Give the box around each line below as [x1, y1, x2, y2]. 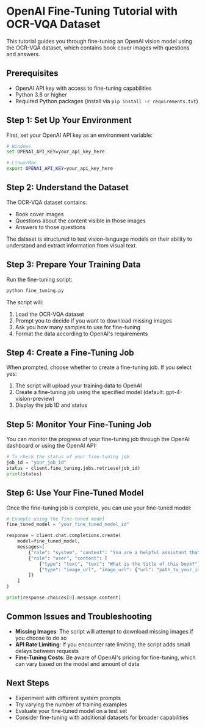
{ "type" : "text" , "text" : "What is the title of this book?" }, [38, 561, 203, 567]
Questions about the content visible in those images [15, 217, 146, 224]
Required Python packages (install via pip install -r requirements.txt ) [15, 97, 198, 104]
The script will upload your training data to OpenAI [15, 382, 142, 389]
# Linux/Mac [6, 160, 37, 166]
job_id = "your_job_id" [6, 459, 67, 466]
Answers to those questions [15, 223, 86, 230]
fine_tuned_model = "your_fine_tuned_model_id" [6, 521, 130, 528]
